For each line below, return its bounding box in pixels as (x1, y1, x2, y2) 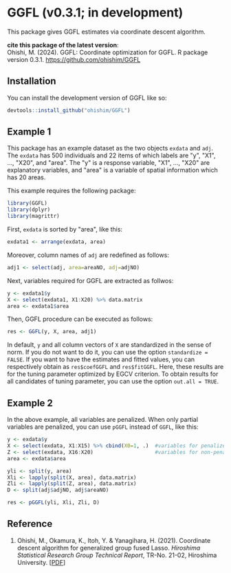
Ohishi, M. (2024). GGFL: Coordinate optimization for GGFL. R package (7, 48, 208, 56)
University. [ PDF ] (16, 558, 66, 566)
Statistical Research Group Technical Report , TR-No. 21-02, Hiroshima (16, 551, 217, 559)
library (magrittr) (7, 213, 60, 220)
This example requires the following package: (7, 187, 136, 195)
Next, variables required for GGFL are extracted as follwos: (7, 276, 174, 284)
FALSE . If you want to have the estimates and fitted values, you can (7, 355, 195, 363)
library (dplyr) (7, 206, 51, 214)
